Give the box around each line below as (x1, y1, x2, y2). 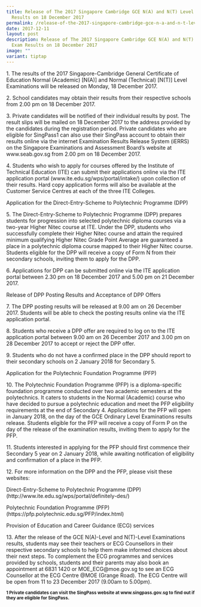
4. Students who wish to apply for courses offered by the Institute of (6, 162, 175, 169)
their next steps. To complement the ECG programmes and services (6, 552, 173, 560)
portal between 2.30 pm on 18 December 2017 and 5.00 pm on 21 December (6, 273, 194, 280)
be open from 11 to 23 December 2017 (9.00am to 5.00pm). (6, 578, 152, 585)
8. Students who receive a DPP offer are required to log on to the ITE (6, 327, 175, 334)
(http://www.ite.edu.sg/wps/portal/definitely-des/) (6, 492, 130, 499)
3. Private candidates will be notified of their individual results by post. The (6, 112, 190, 119)
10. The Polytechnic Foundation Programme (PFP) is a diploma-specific (6, 381, 182, 388)
